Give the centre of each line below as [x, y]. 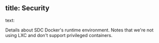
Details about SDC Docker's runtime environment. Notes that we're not [79, 30]
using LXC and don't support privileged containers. [59, 35]
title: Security [28, 8]
